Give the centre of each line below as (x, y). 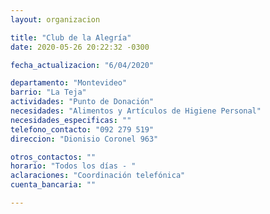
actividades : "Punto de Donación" (82, 102)
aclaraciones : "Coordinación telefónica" (98, 176)
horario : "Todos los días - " (73, 166)
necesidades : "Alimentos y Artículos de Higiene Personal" (136, 111)
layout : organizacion (55, 19)
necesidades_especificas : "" (71, 120)
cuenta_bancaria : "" (53, 185)
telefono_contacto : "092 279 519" (82, 129)
